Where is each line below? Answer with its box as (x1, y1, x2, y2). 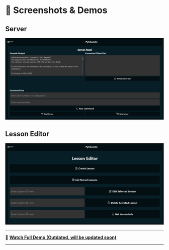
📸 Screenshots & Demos (5, 5, 108, 16)
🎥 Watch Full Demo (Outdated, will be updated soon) (5, 234, 117, 240)
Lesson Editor (5, 129, 49, 138)
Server (5, 25, 27, 33)
